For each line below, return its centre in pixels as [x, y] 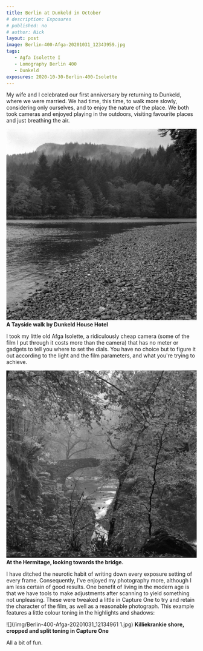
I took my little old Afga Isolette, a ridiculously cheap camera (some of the [98, 336]
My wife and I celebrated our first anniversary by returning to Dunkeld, [94, 95]
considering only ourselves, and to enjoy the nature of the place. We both [98, 108]
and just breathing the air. [38, 121]
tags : [13, 52]
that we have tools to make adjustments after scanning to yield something [98, 593]
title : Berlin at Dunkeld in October [54, 13]
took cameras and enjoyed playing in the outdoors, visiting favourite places [100, 114]
